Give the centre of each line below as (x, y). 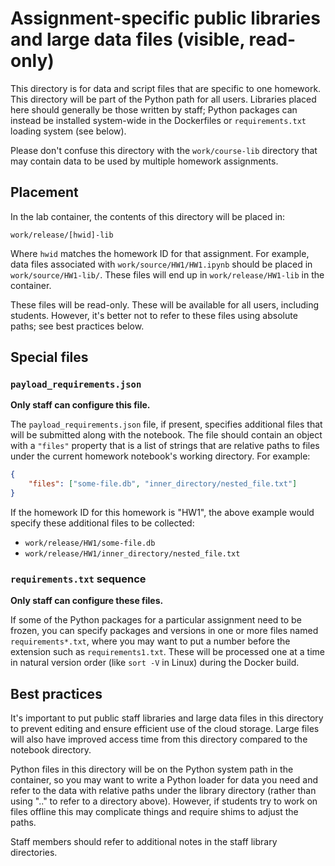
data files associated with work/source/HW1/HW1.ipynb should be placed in (161, 264)
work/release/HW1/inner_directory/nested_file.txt (132, 554)
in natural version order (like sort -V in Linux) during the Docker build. (155, 663)
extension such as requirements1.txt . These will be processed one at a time (167, 652)
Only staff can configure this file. (80, 405)
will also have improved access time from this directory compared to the (159, 739)
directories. (34, 853)
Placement (44, 192)
